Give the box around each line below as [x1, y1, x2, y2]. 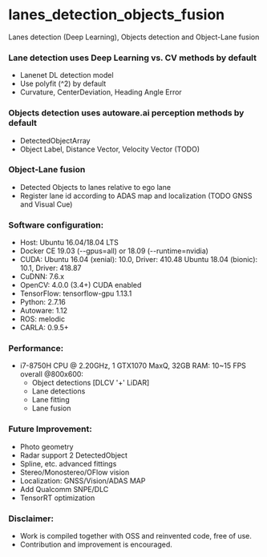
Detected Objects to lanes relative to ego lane [19, 182, 171, 192]
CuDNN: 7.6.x [19, 272, 65, 281]
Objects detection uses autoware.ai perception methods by [8, 107, 245, 119]
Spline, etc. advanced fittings [19, 458, 117, 468]
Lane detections [31, 386, 86, 396]
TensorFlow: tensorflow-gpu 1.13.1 [19, 289, 132, 298]
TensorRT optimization [19, 493, 95, 503]
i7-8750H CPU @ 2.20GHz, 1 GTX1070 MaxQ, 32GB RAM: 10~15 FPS [19, 361, 247, 370]
